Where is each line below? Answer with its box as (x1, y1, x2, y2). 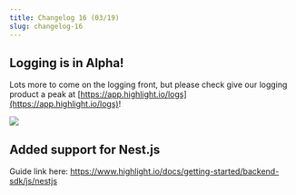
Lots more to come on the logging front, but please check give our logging (9, 79, 288, 91)
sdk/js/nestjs (9, 176, 57, 187)
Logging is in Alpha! (9, 55, 124, 71)
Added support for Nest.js (9, 141, 161, 157)
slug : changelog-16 (9, 22, 84, 31)
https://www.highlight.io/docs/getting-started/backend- (70, 166, 280, 177)
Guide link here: (9, 166, 69, 177)
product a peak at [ (9, 89, 82, 100)
